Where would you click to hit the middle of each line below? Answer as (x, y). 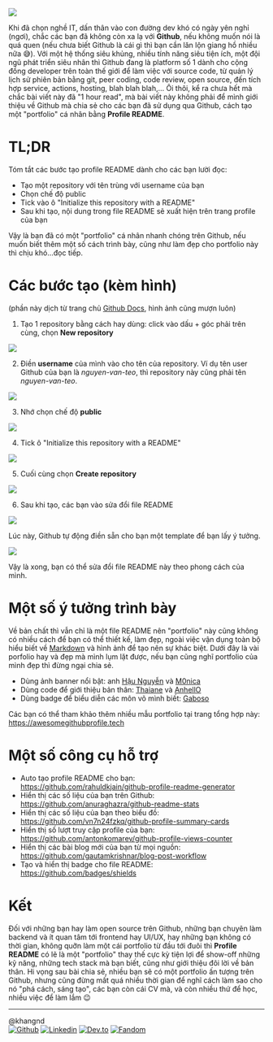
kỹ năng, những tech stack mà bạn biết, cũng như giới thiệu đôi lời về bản (131, 962)
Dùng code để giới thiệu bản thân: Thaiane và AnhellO (110, 689)
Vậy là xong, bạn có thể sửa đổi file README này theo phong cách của (127, 567)
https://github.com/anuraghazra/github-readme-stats (110, 804)
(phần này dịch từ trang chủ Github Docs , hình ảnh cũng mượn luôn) (122, 308)
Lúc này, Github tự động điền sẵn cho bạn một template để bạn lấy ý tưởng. (134, 536)
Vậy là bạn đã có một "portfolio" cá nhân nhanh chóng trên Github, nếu (127, 235)
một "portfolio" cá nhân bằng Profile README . (87, 114)
